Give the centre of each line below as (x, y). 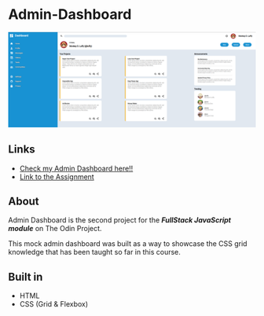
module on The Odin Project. (55, 229)
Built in (26, 277)
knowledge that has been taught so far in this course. (94, 252)
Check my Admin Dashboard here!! (76, 168)
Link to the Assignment (57, 176)
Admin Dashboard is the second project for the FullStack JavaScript (120, 220)
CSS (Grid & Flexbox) (54, 304)
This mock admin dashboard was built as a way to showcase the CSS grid (128, 244)
